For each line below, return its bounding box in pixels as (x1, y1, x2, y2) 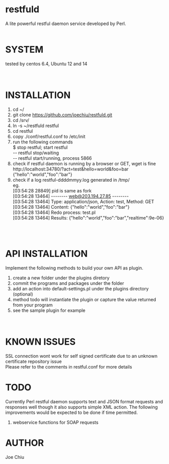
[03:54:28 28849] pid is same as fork (12, 187, 92, 193)
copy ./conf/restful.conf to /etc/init (12, 133, 86, 139)
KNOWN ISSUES (5, 336, 76, 348)
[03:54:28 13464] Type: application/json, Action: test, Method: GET (12, 198, 155, 205)
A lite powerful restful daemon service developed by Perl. (5, 20, 127, 27)
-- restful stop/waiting (12, 150, 59, 156)
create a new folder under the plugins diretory (12, 275, 110, 281)
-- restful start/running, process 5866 (12, 155, 92, 161)
